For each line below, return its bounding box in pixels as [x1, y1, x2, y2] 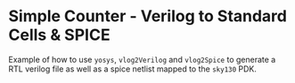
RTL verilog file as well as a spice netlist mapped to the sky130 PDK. [8, 64, 258, 74]
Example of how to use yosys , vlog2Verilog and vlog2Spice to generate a [8, 54, 276, 64]
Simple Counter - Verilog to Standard [8, 6, 287, 26]
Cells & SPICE [8, 25, 111, 45]
